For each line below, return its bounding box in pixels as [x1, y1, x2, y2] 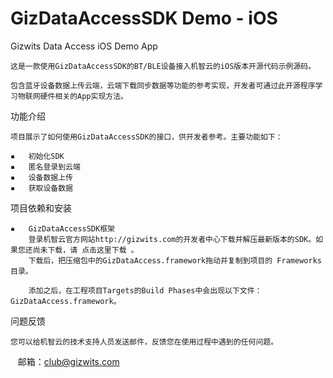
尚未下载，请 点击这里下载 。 [32, 245, 139, 255]
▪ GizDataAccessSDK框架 [10, 223, 115, 234]
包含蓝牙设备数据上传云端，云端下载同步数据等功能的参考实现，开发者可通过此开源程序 [10, 80, 316, 91]
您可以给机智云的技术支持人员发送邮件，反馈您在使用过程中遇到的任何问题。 [10, 337, 279, 347]
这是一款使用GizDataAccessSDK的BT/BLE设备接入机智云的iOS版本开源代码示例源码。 [10, 61, 317, 71]
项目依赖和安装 [10, 202, 72, 214]
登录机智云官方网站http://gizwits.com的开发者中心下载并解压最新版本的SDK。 [28, 234, 317, 244]
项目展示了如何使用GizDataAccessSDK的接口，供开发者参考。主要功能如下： [10, 132, 283, 142]
